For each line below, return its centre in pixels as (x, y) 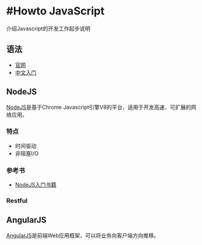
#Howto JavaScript (55, 11)
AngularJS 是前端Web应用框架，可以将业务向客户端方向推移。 (83, 235)
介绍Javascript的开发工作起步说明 (48, 28)
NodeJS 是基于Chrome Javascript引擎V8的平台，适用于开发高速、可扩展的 (99, 107)
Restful (17, 201)
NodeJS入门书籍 (36, 185)
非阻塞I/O (27, 153)
